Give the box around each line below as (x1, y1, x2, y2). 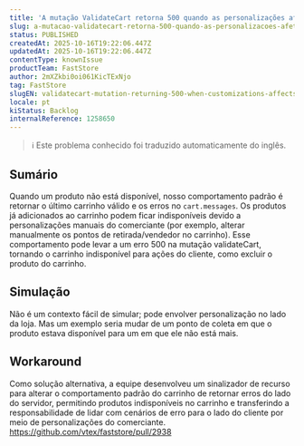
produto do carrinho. (9, 257, 87, 268)
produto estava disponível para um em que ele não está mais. (9, 327, 239, 338)
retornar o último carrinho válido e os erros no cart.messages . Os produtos (9, 200, 287, 211)
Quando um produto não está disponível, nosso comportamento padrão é (9, 190, 283, 201)
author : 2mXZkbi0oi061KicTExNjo (9, 73, 131, 82)
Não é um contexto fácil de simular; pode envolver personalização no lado (9, 308, 287, 319)
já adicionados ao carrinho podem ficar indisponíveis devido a (9, 209, 242, 220)
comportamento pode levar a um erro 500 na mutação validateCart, (9, 238, 262, 249)
